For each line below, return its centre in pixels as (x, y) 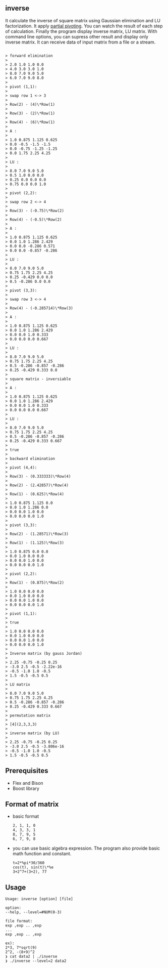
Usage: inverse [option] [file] (39, 899)
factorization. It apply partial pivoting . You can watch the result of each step (84, 26)
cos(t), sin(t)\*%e (33, 867)
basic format (26, 816)
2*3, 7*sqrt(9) (21, 948)
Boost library (26, 788)
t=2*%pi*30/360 (29, 863)
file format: (19, 921)
